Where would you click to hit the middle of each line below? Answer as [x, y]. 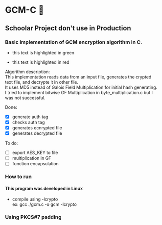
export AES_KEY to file [35, 153]
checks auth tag [28, 122]
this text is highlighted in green [43, 52]
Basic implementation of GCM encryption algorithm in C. [74, 42]
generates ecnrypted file [37, 128]
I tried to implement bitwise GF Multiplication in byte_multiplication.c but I [79, 92]
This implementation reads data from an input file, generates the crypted [78, 77]
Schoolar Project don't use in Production [68, 28]
